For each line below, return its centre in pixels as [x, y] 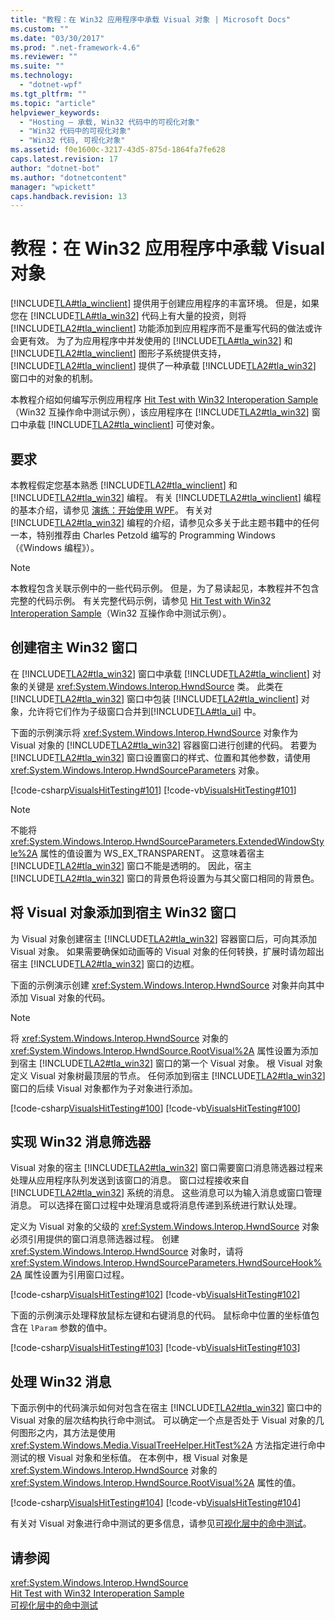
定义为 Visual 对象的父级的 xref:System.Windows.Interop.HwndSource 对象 [165, 1227]
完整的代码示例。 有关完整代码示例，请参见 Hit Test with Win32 [141, 600]
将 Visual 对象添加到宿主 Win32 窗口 [123, 912]
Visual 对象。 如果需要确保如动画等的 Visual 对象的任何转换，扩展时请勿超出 [167, 951]
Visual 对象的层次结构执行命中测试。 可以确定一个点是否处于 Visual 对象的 [163, 1420]
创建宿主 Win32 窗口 [74, 647]
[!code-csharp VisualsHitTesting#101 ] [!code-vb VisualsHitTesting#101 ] [153, 790]
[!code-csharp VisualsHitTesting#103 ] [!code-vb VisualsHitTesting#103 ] [155, 1348]
